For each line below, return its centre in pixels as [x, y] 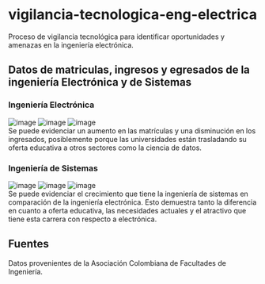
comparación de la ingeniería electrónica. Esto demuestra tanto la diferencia [132, 202]
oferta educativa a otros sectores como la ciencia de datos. [105, 148]
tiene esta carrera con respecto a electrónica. [83, 219]
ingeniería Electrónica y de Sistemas [100, 82]
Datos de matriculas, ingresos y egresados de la [129, 70]
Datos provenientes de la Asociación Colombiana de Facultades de [117, 263]
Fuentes [29, 244]
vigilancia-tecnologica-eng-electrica [132, 15]
